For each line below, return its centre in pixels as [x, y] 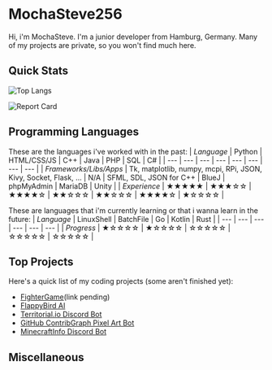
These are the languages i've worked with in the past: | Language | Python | [135, 151]
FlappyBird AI [43, 306]
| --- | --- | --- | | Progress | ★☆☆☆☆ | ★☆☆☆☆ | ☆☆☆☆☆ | [120, 228]
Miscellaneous [46, 357]
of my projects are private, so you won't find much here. [102, 45]
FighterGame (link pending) [65, 297]
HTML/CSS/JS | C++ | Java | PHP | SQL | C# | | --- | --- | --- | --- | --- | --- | [136, 160]
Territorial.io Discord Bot [61, 315]
